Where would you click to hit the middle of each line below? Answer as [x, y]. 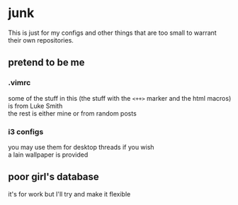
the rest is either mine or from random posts [72, 113]
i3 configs [26, 131]
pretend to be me [46, 63]
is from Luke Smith [35, 106]
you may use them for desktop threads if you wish [81, 147]
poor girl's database [54, 177]
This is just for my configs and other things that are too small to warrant [112, 33]
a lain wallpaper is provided [48, 155]
